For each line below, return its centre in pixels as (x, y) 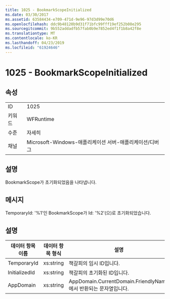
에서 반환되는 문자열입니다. (99, 289)
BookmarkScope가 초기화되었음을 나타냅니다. (51, 182)
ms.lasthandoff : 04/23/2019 (35, 43)
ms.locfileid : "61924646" (32, 48)
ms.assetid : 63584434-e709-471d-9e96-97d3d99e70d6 (60, 19)
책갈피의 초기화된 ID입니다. (99, 273)
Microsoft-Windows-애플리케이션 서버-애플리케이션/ (88, 142)
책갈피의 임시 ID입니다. (94, 264)
